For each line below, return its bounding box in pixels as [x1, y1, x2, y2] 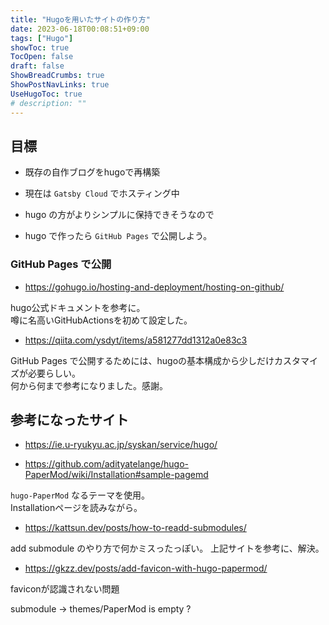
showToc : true [10, 42, 70, 53]
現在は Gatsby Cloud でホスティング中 [24, 187, 180, 200]
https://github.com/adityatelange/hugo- [24, 458, 189, 470]
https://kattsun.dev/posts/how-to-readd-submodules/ [24, 522, 247, 534]
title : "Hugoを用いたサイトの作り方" [10, 14, 151, 25]
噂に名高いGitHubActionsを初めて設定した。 [10, 314, 193, 326]
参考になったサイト [10, 412, 129, 428]
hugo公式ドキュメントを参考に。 [10, 301, 146, 313]
